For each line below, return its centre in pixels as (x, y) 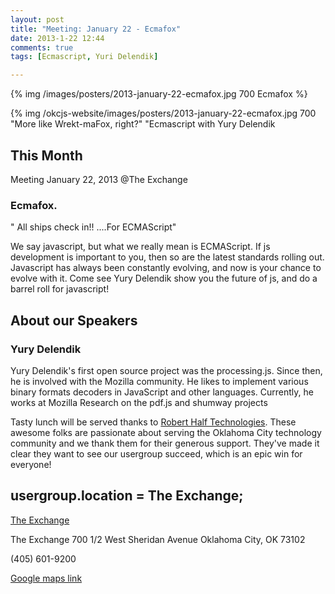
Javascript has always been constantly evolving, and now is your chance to (166, 268)
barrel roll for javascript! (60, 289)
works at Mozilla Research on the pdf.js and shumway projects (139, 402)
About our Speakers (74, 320)
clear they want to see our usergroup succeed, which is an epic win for (156, 453)
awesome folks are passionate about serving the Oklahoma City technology (166, 432)
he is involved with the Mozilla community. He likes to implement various (159, 381)
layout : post (37, 19)
